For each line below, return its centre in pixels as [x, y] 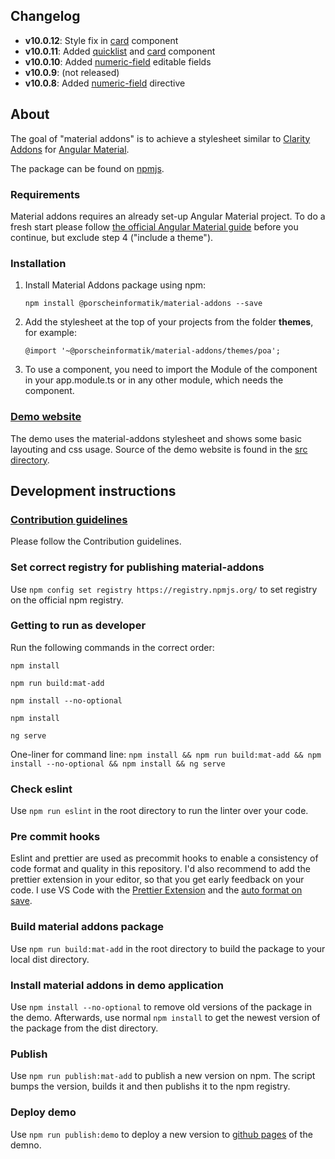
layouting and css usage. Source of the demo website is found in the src [159, 449]
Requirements [45, 194]
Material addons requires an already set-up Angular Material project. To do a [168, 216]
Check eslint [41, 789]
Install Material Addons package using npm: [115, 285]
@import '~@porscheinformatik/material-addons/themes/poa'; [152, 351]
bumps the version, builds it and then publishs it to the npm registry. [150, 1086]
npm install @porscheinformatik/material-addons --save [143, 304]
